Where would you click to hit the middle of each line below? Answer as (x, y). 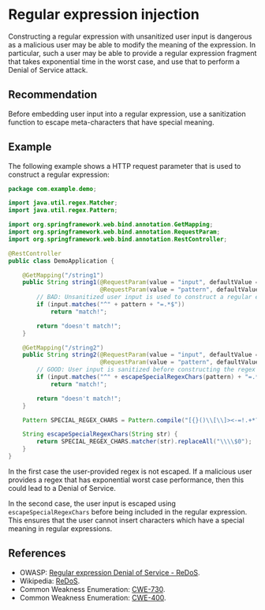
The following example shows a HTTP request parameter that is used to (125, 166)
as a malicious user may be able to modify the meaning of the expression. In (132, 44)
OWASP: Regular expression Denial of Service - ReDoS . (110, 572)
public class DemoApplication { (61, 261)
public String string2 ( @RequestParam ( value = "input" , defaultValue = (141, 355)
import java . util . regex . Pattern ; (63, 211)
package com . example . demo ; (52, 189)
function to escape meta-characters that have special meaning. (111, 122)
